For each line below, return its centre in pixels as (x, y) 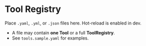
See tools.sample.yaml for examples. (50, 38)
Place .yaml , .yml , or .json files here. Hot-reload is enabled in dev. (73, 23)
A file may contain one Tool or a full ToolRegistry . (63, 32)
